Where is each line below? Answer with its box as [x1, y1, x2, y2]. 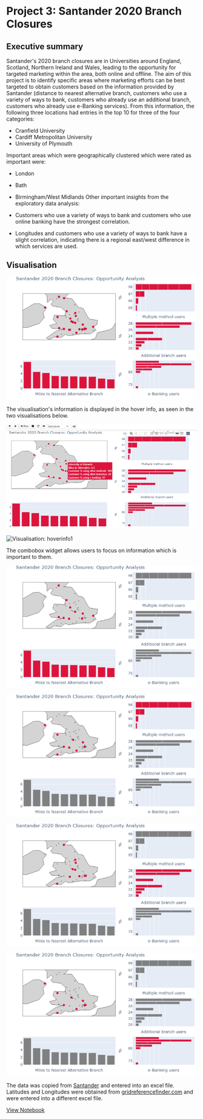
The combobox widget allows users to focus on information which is [6, 547, 177, 554]
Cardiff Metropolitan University [15, 133, 93, 141]
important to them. [6, 553, 53, 561]
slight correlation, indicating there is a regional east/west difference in [15, 236, 190, 243]
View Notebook [6, 1106, 45, 1114]
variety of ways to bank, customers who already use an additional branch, [6, 96, 191, 103]
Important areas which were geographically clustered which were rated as [6, 152, 192, 159]
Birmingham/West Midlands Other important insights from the [15, 193, 169, 201]
